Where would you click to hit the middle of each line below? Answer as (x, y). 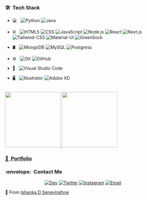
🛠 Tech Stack (23, 7)
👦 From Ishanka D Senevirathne (37, 192)
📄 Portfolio (18, 159)
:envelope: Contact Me (34, 172)
